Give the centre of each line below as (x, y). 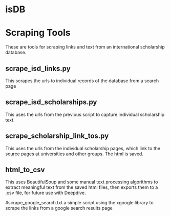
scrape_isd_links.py (38, 68)
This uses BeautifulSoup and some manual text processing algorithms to (82, 182)
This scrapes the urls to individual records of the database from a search (82, 81)
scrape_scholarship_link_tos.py (57, 136)
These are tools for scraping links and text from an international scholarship (85, 47)
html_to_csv (25, 170)
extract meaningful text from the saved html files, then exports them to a (82, 187)
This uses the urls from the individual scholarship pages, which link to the (83, 148)
